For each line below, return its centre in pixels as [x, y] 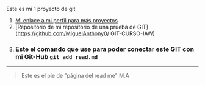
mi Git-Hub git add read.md [56, 56]
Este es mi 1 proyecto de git [41, 9]
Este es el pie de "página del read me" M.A [75, 76]
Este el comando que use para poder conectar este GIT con [104, 49]
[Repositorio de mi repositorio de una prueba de [75, 27]
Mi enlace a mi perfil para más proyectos [66, 20]
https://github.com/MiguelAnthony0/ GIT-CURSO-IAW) [86, 33]
